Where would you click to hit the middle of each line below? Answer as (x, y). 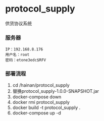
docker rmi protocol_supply (41, 102)
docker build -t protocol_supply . (46, 107)
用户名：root (17, 55)
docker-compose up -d (37, 113)
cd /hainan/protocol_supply (41, 85)
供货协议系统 (18, 23)
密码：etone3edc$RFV (26, 60)
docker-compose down (37, 97)
